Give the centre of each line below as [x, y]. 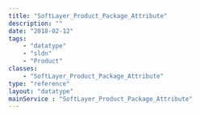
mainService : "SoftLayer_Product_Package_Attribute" [101, 99]
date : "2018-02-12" [41, 31]
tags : [17, 38]
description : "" [35, 23]
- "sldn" [37, 53]
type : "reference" [39, 83]
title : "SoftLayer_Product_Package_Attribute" [88, 16]
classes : [23, 69]
